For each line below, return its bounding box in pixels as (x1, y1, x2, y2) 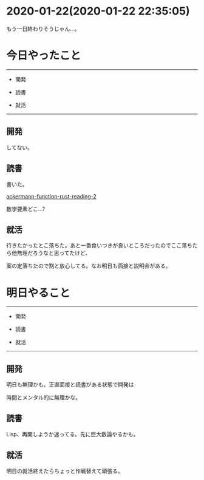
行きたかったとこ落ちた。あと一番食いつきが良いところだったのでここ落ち (6, 242, 192, 249)
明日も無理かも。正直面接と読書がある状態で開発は (6, 381, 134, 388)
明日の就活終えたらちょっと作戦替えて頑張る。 (6, 467, 123, 475)
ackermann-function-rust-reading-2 (6, 192, 97, 200)
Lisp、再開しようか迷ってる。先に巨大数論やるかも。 (6, 430, 139, 438)
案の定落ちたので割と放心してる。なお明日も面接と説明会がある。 (6, 262, 171, 269)
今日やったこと (6, 49, 81, 63)
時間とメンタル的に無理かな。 (6, 394, 81, 401)
